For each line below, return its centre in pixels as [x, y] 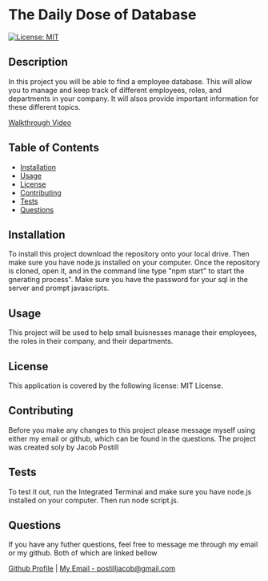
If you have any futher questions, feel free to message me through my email [133, 545]
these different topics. [45, 107]
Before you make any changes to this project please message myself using [132, 430]
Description [38, 62]
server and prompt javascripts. [59, 288]
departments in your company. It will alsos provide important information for [134, 99]
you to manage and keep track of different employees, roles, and [115, 90]
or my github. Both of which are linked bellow [83, 553]
